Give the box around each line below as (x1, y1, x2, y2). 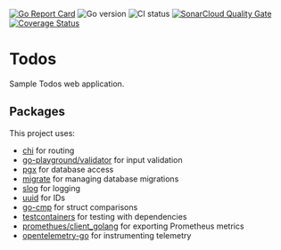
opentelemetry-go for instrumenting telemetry (21, 230, 192, 240)
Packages (9, 104, 65, 119)
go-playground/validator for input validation (21, 154, 183, 165)
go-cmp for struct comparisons (21, 201, 138, 213)
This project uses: (9, 127, 76, 138)
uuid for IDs (21, 192, 65, 203)
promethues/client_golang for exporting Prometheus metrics (21, 221, 244, 231)
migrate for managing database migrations (21, 173, 179, 184)
